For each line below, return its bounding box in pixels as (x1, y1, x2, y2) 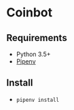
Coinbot (6, 5, 52, 20)
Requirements (6, 32, 67, 44)
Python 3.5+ (16, 50, 52, 58)
